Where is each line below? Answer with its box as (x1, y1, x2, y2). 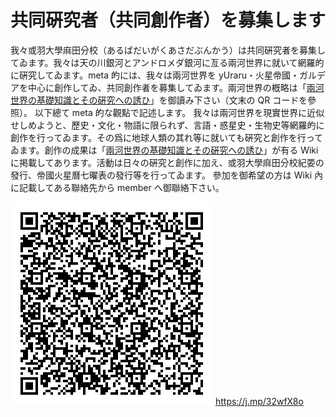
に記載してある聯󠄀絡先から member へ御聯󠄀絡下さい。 (10, 181, 225, 193)
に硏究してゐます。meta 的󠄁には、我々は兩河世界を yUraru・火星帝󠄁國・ (10, 69, 300, 81)
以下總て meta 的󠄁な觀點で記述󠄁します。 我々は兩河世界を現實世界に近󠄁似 (34, 106, 325, 118)
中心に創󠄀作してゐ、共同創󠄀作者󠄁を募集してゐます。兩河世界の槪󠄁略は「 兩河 (27, 81, 325, 93)
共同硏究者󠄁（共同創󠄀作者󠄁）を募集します (10, 9, 327, 32)
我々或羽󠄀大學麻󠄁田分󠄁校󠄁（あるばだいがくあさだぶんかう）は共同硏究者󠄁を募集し (10, 44, 326, 56)
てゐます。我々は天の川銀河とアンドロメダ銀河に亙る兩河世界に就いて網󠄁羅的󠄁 (10, 56, 325, 68)
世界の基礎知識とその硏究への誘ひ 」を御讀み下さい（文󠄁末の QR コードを (10, 94, 308, 106)
